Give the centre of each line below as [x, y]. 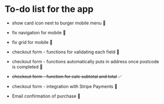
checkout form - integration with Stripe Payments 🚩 [65, 86]
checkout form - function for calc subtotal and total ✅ [67, 76]
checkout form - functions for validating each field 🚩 [66, 52]
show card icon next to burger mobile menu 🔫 [59, 23]
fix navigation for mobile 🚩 [39, 32]
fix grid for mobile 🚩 [32, 42]
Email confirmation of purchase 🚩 [46, 96]
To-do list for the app [49, 9]
